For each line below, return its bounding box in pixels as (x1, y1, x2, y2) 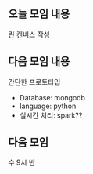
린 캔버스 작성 (8, 30, 51, 39)
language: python (19, 101, 77, 111)
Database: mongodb (19, 92, 86, 102)
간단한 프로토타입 (8, 77, 61, 86)
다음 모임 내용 (8, 55, 70, 68)
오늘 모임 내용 (8, 7, 70, 21)
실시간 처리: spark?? (19, 111, 83, 120)
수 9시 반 (8, 158, 36, 167)
